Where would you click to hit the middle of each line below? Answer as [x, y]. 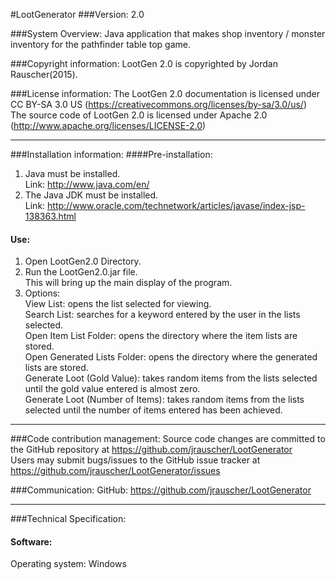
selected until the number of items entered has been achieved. [153, 410]
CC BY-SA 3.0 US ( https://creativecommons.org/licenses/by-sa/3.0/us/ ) [158, 104]
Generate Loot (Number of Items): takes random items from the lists [164, 400]
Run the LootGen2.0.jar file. [81, 272]
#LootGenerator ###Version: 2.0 [77, 14]
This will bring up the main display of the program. [128, 283]
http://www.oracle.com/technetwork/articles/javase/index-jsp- [176, 205]
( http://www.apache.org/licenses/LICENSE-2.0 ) [108, 125]
